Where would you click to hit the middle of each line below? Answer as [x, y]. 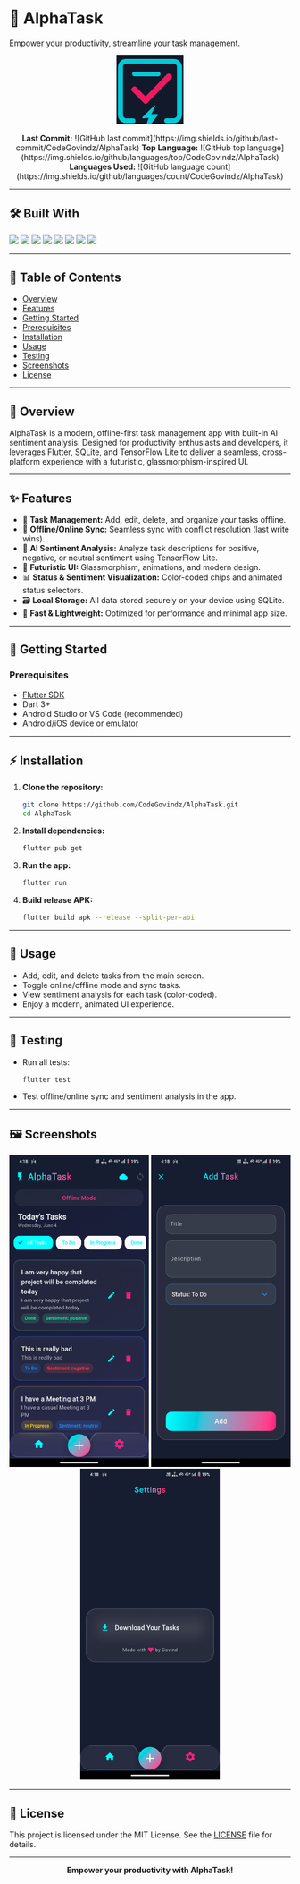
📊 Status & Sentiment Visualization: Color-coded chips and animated [152, 577]
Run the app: [46, 865]
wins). [33, 539]
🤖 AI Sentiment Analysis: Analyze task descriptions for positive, [141, 548]
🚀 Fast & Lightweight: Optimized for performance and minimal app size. [154, 613]
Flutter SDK [43, 695]
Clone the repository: [62, 787]
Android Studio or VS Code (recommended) [103, 713]
